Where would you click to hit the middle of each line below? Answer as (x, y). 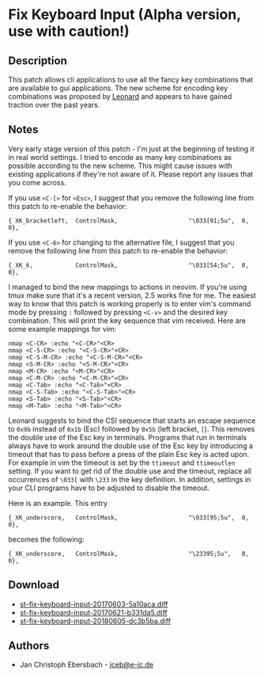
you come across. (38, 182)
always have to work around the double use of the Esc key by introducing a (131, 446)
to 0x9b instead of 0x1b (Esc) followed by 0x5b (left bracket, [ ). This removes (132, 428)
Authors (29, 646)
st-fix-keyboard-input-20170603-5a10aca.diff (94, 604)
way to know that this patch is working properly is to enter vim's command (130, 303)
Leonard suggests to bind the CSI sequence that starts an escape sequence (132, 420)
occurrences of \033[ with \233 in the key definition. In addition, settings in (130, 479)
